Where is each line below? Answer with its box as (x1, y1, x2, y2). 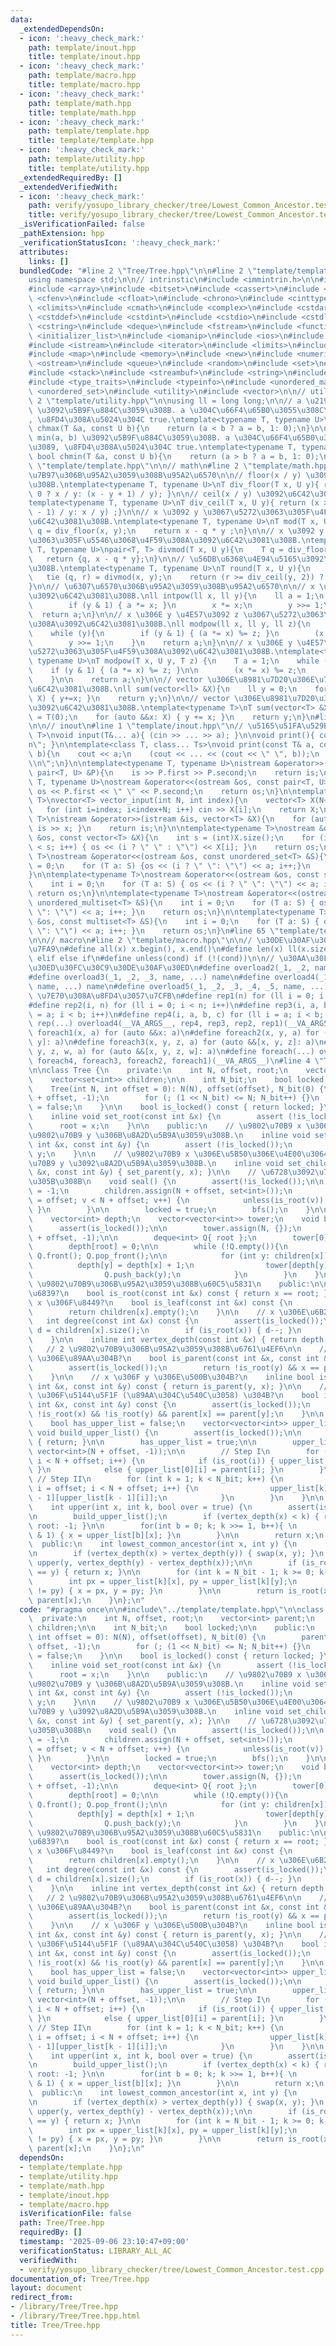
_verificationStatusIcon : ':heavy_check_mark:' (19, 237, 222, 248)
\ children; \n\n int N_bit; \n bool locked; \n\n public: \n (28, 1623, 315, 1633)
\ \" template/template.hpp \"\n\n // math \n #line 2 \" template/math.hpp (28, 461, 329, 471)
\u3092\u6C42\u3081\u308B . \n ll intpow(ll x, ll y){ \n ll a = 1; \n (28, 591, 325, 601)
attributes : (19, 247, 70, 257)
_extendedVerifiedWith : (19, 182, 118, 192)
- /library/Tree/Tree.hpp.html (10, 2311, 141, 2321)
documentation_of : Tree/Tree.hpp (10, 2274, 150, 2284)
